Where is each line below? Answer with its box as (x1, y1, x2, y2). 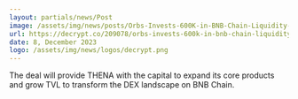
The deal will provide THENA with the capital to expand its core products (9, 70, 275, 80)
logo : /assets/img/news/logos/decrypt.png (9, 46, 169, 55)
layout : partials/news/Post (9, 12, 114, 22)
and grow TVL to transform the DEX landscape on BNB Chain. (9, 80, 235, 90)
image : (9, 21, 34, 30)
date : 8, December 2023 (9, 37, 98, 47)
